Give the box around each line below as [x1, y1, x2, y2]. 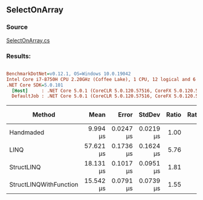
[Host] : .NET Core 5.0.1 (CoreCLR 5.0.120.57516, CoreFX [11, 88, 172, 94]
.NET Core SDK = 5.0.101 [6, 82, 63, 88]
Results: [6, 51, 31, 60]
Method [32, 111, 56, 119]
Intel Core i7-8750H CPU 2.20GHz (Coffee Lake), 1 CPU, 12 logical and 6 [6, 76, 196, 82]
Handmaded [9, 128, 45, 137]
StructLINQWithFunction [9, 181, 79, 189]
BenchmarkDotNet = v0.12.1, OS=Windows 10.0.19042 [6, 71, 131, 77]
